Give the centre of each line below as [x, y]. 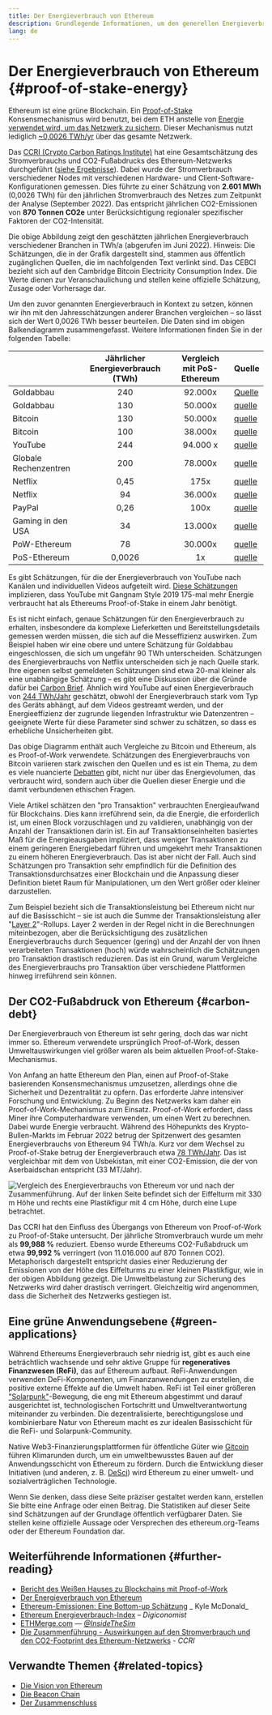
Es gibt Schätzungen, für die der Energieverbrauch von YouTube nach [125, 578]
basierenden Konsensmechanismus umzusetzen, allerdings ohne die [123, 1084]
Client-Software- [226, 178]
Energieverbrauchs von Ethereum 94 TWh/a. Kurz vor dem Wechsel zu [127, 1144]
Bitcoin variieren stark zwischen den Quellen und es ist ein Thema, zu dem [133, 764]
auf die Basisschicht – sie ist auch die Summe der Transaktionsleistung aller [135, 915]
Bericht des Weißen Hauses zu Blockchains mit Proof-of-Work [124, 1589]
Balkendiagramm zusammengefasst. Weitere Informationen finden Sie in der [136, 330]
